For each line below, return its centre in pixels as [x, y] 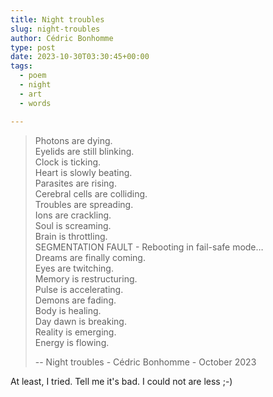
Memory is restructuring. [86, 278]
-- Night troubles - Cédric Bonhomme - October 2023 [145, 362]
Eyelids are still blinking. [84, 151]
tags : [21, 66]
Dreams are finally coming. [90, 257]
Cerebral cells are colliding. [91, 193]
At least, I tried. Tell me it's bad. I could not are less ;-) [121, 381]
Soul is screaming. [73, 225]
